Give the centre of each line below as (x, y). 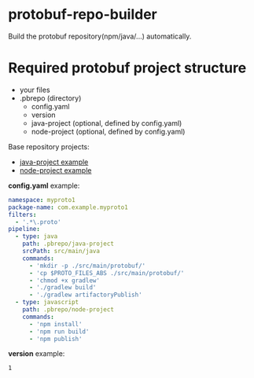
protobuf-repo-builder (83, 15)
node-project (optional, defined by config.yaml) (108, 131)
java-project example (54, 162)
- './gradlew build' (63, 288)
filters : (22, 215)
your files (35, 90)
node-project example (55, 170)
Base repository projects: (49, 146)
